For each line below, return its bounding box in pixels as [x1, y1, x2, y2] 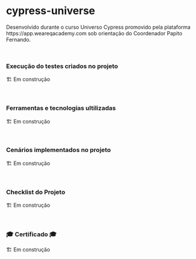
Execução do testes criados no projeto [6, 62, 118, 70]
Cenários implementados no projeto [6, 146, 111, 154]
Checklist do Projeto [6, 188, 66, 196]
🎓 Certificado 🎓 [6, 230, 57, 238]
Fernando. [6, 36, 31, 43]
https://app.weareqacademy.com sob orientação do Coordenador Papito [6, 29, 182, 36]
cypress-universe [6, 4, 95, 18]
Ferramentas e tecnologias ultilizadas [6, 104, 116, 112]
